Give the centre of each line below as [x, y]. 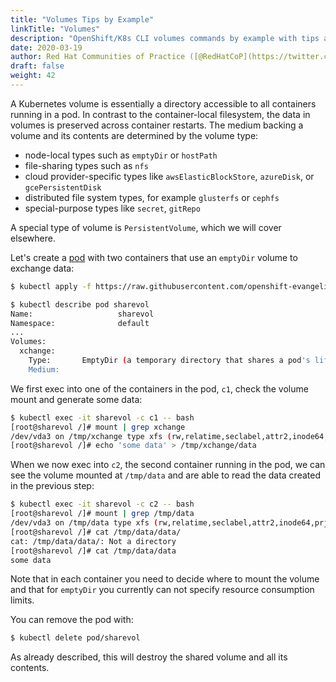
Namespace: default [80, 323]
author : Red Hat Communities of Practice [98, 57]
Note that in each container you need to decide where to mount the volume [165, 579]
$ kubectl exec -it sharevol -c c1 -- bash [102, 417]
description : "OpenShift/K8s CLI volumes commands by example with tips [165, 38]
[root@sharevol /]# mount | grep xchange [98, 427]
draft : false [37, 66]
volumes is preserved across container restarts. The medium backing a [157, 125]
